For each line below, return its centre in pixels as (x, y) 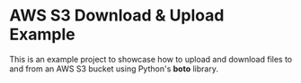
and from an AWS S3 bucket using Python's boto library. (114, 69)
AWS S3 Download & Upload (117, 16)
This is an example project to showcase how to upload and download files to (151, 59)
